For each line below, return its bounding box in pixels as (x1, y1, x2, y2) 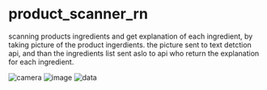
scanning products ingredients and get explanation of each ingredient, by (8, 31, 253, 41)
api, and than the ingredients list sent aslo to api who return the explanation (8, 48, 260, 58)
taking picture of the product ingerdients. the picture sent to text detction (8, 39, 252, 49)
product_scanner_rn (8, 5, 148, 23)
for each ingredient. (8, 57, 74, 67)
